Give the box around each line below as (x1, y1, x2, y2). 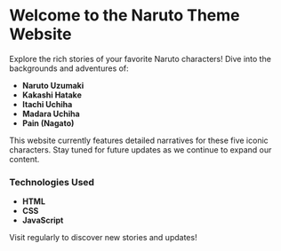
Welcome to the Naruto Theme (9, 5, 240, 26)
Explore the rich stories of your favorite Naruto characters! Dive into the (9, 53, 271, 64)
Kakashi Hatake (21, 90, 82, 100)
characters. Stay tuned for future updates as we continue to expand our (9, 144, 272, 155)
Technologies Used (9, 176, 95, 188)
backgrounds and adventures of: (9, 63, 129, 74)
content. (9, 153, 40, 164)
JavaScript (21, 215, 64, 226)
